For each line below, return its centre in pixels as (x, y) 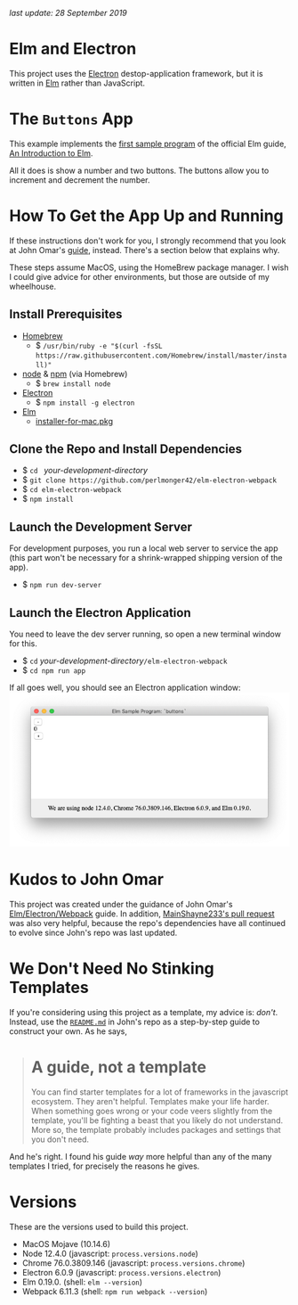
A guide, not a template (119, 1067)
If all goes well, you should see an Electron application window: (125, 688)
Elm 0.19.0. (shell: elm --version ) (82, 1282)
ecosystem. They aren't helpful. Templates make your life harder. (150, 1101)
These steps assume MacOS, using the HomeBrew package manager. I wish (149, 267)
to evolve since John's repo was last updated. (93, 932)
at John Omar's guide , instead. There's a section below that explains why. (145, 250)
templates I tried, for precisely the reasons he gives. (105, 1166)
